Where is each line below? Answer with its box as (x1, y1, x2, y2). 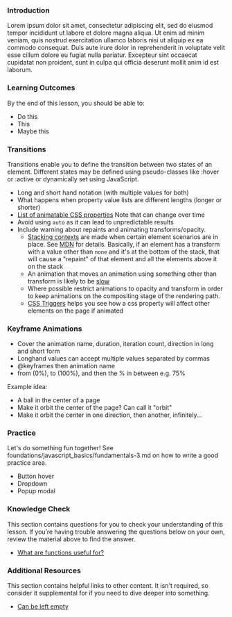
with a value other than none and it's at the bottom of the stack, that (27, 247, 220, 256)
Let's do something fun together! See (7, 444, 114, 452)
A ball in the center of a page (17, 396, 100, 404)
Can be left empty (17, 602, 69, 611)
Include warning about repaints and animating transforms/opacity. (17, 225, 206, 233)
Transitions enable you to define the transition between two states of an (7, 160, 213, 168)
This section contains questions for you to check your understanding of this (7, 520, 224, 528)
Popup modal (17, 487, 55, 495)
